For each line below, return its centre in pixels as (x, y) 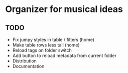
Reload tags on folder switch (42, 50)
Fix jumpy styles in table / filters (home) (53, 39)
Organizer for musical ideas (64, 9)
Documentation (28, 66)
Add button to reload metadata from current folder (65, 55)
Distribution (24, 61)
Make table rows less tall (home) (46, 45)
